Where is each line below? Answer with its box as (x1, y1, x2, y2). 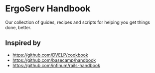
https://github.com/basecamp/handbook (12, 57, 96, 63)
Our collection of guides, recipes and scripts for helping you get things (5, 19, 151, 25)
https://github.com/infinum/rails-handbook (12, 62, 101, 68)
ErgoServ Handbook (5, 3, 91, 14)
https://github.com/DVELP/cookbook (12, 52, 88, 58)
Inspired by (5, 39, 41, 47)
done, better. (5, 24, 31, 30)
